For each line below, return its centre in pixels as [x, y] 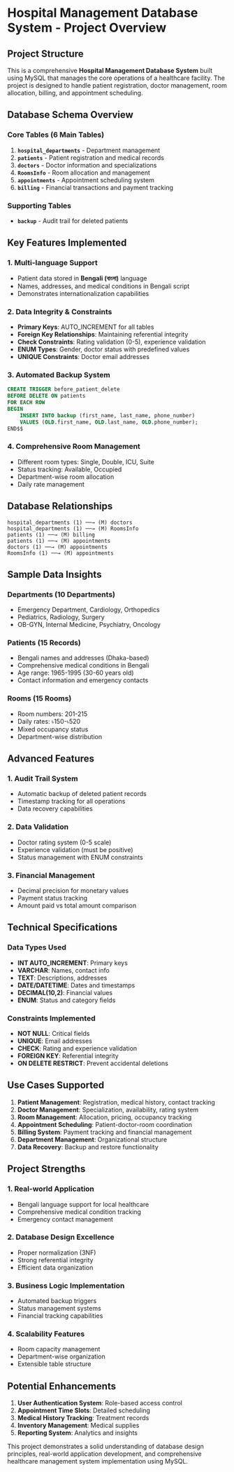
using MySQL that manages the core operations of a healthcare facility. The [116, 78]
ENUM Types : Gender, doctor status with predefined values [103, 349]
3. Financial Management [51, 875]
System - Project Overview [87, 28]
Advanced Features [51, 759]
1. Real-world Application [51, 1189]
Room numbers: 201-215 [52, 714]
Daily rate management [51, 484]
